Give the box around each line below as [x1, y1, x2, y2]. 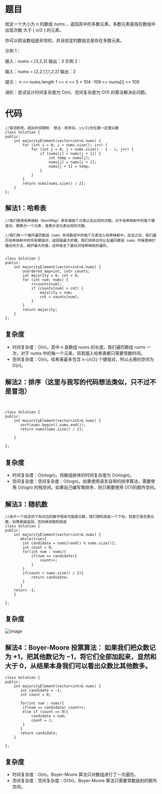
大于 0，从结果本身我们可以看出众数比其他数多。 [5, 662, 152, 670]
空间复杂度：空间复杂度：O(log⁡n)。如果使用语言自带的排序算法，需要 [12, 478, 151, 484]
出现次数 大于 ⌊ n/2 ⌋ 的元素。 [5, 27, 64, 33]
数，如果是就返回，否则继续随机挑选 [5, 519, 67, 524]
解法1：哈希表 [5, 204, 47, 212]
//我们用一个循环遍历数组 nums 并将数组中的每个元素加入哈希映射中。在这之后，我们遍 [5, 233, 157, 238]
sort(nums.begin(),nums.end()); [20, 422, 86, 428]
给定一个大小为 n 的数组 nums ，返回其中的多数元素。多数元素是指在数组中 [5, 21, 156, 27]
